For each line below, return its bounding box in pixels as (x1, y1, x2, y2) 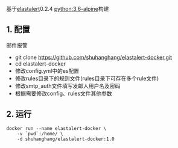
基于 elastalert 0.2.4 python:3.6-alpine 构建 (6, 5, 109, 12)
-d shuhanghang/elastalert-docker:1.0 (17, 136, 115, 142)
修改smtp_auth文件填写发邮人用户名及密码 (14, 82, 121, 89)
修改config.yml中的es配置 (14, 67, 80, 74)
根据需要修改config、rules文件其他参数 (14, 90, 113, 97)
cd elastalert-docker (14, 60, 66, 67)
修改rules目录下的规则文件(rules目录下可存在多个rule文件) (14, 75, 159, 82)
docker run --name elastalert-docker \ (6, 125, 107, 131)
